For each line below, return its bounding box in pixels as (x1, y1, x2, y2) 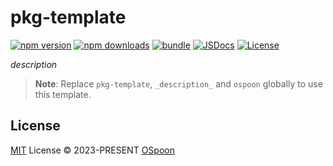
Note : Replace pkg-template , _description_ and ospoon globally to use (34, 77, 323, 90)
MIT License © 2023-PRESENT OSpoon (10, 144, 175, 156)
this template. (34, 88, 92, 100)
